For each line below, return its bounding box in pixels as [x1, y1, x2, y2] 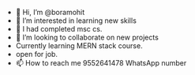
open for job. [15, 50, 58, 58]
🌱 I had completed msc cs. [15, 24, 103, 33]
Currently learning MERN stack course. [15, 41, 144, 51]
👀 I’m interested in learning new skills [15, 16, 137, 25]
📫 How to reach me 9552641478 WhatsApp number [15, 58, 187, 67]
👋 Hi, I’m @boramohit [15, 8, 85, 17]
